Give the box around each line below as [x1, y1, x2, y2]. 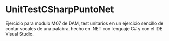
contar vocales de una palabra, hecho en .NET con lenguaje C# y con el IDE [5, 25, 163, 31]
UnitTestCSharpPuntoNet [5, 4, 115, 15]
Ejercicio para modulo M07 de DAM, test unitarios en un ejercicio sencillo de [5, 20, 164, 26]
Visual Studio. [5, 31, 34, 37]
